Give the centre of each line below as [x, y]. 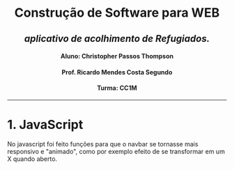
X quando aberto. [32, 159]
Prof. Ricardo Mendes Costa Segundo [117, 72]
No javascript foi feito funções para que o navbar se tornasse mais [103, 144]
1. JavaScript [45, 125]
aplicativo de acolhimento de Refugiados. [117, 39]
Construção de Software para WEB [117, 13]
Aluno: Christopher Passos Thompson [117, 56]
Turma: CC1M [117, 88]
